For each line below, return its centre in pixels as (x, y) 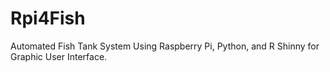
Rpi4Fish (48, 18)
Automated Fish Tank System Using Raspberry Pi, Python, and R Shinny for (165, 46)
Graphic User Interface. (59, 56)
